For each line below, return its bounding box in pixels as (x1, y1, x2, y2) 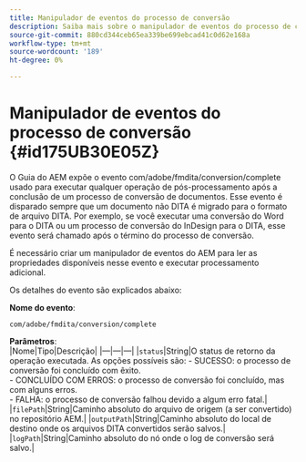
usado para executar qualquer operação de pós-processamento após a (9, 181, 278, 192)
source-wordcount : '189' (9, 47, 104, 56)
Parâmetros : (9, 335, 57, 346)
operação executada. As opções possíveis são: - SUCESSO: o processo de (9, 354, 291, 365)
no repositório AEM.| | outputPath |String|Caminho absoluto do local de (9, 413, 271, 424)
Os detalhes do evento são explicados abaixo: (9, 284, 182, 295)
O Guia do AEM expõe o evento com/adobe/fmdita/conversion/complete (9, 171, 281, 182)
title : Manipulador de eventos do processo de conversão (9, 13, 230, 23)
